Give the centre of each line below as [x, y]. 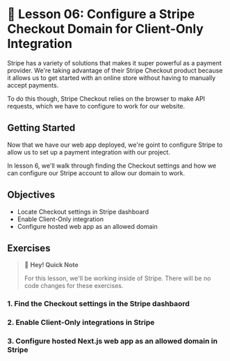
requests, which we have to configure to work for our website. [96, 106]
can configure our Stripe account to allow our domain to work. [96, 173]
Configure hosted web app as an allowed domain [87, 226]
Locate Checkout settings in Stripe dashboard [83, 211]
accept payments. [33, 85]
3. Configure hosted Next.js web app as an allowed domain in [112, 342]
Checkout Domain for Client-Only [105, 29]
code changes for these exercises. [74, 286]
